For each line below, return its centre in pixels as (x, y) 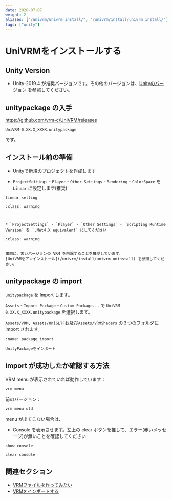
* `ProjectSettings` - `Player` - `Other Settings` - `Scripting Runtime (86, 224)
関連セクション (29, 472)
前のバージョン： (23, 399)
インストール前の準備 (39, 158)
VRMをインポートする (36, 491)
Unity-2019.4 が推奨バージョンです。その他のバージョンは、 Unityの (84, 84)
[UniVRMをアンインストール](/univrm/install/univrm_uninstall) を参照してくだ (85, 259)
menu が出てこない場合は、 (34, 419)
